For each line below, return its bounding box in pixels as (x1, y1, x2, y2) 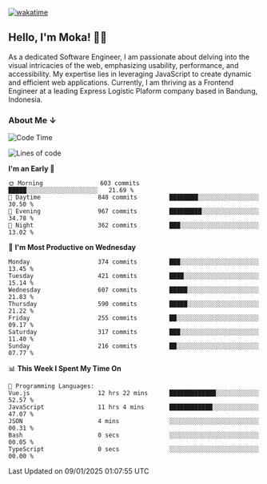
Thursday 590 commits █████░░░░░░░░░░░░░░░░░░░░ (8, 300, 260, 309)
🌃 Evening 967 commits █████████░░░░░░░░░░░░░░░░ (8, 208, 260, 216)
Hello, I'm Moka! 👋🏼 (8, 30, 108, 44)
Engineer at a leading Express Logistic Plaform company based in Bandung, (8, 86, 258, 95)
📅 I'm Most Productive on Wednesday (8, 243, 136, 252)
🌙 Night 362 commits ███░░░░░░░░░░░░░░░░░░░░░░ (8, 221, 260, 230)
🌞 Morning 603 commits (8, 179, 140, 188)
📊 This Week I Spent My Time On (8, 364, 122, 373)
